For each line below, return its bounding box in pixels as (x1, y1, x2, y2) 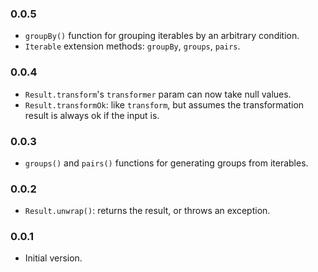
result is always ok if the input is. (24, 109, 160, 121)
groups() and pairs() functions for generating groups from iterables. (24, 157, 309, 169)
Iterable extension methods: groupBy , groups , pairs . (24, 40, 241, 52)
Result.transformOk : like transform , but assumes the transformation (24, 98, 305, 111)
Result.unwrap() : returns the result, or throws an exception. (24, 205, 271, 217)
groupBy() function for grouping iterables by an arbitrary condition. (24, 30, 300, 42)
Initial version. (24, 252, 83, 264)
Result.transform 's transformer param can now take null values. (24, 88, 292, 100)
